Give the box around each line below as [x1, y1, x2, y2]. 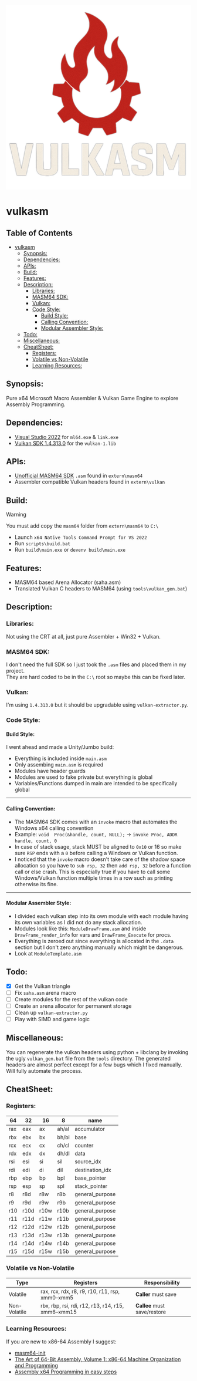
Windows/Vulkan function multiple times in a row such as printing [14, 874, 173, 882]
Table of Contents [6, 228, 73, 238]
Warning [6, 511, 26, 518]
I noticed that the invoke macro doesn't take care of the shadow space [14, 856, 186, 863]
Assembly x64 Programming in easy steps [14, 1368, 117, 1375]
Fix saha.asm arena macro [14, 989, 76, 996]
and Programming [14, 1362, 59, 1369]
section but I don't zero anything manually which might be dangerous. [14, 944, 184, 951]
